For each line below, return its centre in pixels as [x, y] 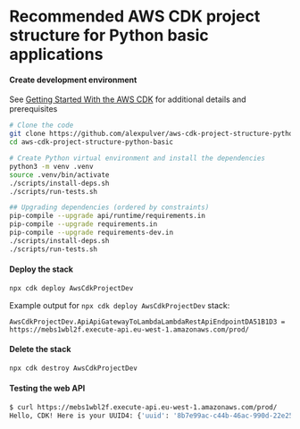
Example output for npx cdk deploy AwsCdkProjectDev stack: [120, 305]
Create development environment [73, 80]
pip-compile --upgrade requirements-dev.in [92, 233]
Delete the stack [40, 349]
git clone [28, 134]
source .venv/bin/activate [59, 175]
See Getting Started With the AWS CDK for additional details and [128, 99]
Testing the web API [47, 388]
